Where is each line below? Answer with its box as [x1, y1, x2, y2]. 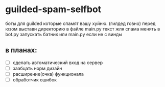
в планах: [5, 46, 37, 54]
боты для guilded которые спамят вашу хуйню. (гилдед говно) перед [5, 20, 156, 26]
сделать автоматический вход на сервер [12, 60, 103, 66]
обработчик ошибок [12, 76, 57, 82]
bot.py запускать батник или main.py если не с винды [5, 31, 123, 37]
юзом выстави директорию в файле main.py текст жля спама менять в [5, 25, 160, 32]
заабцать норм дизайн [12, 65, 62, 71]
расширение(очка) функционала [12, 71, 84, 77]
